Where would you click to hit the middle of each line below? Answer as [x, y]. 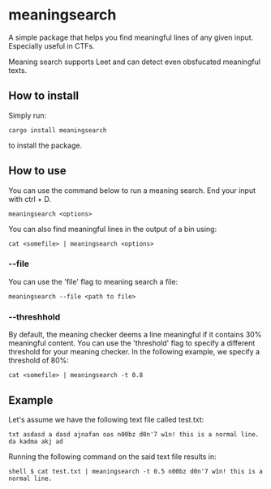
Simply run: [28, 115]
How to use [37, 171]
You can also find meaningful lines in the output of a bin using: [113, 229]
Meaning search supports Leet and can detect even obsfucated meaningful [135, 62]
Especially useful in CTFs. [52, 45]
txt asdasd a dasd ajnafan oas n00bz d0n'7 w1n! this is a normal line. [134, 434]
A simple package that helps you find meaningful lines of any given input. [131, 37]
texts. [18, 70]
